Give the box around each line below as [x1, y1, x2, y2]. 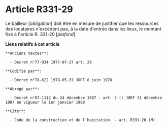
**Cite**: [5, 108, 26, 114]
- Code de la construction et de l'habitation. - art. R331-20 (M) [10, 117, 156, 122]
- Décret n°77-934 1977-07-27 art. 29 [10, 59, 92, 65]
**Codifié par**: [5, 69, 42, 74]
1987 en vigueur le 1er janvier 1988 [5, 100, 85, 105]
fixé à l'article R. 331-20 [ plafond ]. [5, 31, 77, 37]
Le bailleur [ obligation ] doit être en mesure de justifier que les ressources [5, 20, 159, 26]
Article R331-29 [5, 4, 73, 15]
